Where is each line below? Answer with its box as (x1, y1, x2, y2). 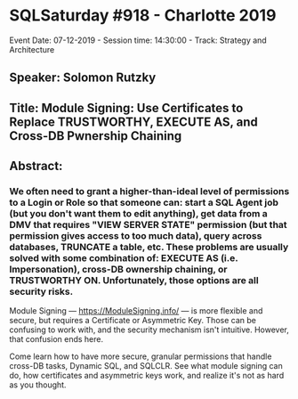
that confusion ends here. (9, 334, 104, 345)
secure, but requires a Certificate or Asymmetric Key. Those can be (9, 315, 256, 326)
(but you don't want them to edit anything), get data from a (9, 208, 269, 220)
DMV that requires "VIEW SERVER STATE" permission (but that (9, 219, 287, 232)
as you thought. (9, 379, 67, 390)
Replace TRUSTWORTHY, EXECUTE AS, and (9, 114, 258, 129)
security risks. (9, 286, 74, 298)
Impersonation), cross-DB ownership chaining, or (9, 264, 228, 276)
